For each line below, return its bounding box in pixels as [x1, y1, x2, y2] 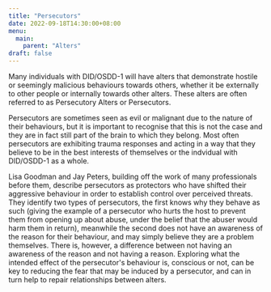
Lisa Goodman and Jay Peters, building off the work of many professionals [8, 171, 257, 181]
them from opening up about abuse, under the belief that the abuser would [8, 215, 258, 224]
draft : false [8, 49, 53, 57]
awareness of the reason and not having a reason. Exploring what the [8, 249, 240, 259]
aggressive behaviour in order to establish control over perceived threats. [8, 189, 253, 198]
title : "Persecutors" [8, 11, 82, 20]
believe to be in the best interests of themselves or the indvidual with [8, 147, 239, 157]
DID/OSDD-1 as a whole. [8, 156, 90, 166]
